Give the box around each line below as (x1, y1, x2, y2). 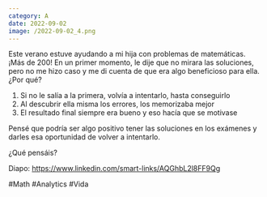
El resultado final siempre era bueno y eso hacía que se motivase (19, 108, 238, 118)
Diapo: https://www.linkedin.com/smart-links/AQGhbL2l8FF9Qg (8, 164, 221, 173)
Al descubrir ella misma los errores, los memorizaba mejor (19, 99, 214, 109)
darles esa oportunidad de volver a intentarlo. (8, 132, 160, 142)
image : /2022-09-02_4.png (8, 27, 95, 35)
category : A (8, 11, 49, 20)
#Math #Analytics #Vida (8, 179, 89, 189)
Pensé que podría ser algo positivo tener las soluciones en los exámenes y (8, 123, 257, 134)
